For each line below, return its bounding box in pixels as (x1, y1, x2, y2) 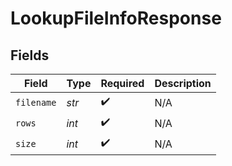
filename (15, 97, 57, 108)
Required (100, 77, 145, 90)
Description (154, 77, 212, 90)
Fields (10, 47, 50, 64)
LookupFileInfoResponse (10, 7, 222, 30)
